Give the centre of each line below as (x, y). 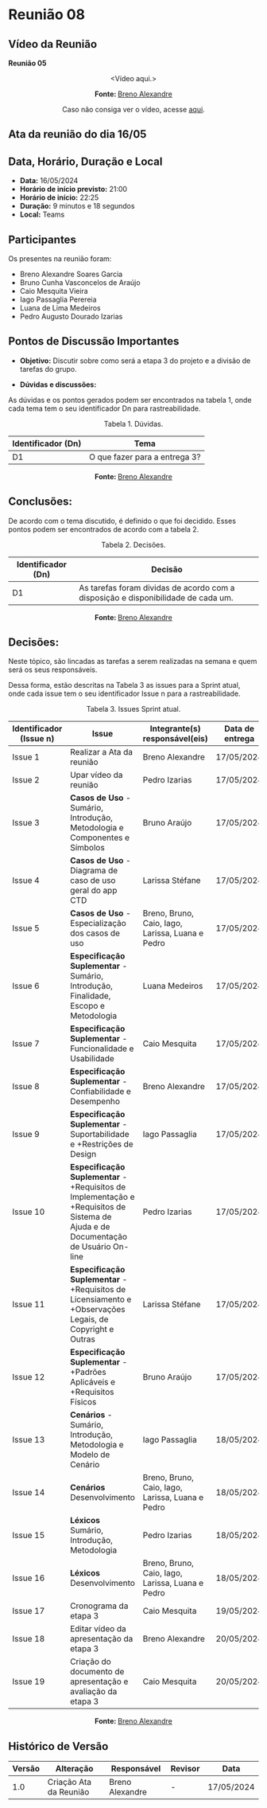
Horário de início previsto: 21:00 (74, 189)
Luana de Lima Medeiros (60, 308)
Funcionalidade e (102, 1048)
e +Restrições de (102, 1144)
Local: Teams (42, 215)
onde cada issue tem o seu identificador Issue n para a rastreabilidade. (124, 693)
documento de (97, 1672)
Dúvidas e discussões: (58, 385)
